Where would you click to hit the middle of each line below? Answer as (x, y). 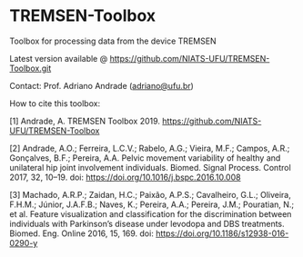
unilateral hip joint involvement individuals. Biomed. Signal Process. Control (150, 167)
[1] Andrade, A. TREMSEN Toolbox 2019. (85, 121)
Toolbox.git (30, 68)
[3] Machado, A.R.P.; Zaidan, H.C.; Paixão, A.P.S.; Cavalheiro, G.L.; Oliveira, (150, 194)
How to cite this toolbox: (55, 103)
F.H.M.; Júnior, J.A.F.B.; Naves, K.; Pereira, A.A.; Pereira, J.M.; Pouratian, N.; (152, 204)
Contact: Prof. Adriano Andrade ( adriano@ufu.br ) (101, 85)
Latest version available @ (59, 58)
